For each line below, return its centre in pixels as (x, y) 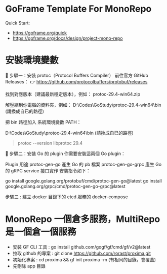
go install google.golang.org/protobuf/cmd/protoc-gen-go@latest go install (83, 180)
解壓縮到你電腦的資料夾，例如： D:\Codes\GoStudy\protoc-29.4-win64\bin (83, 105)
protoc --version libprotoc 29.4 (50, 143)
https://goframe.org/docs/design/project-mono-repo (68, 38)
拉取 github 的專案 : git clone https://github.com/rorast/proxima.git (81, 253)
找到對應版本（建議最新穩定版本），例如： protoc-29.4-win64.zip (73, 94)
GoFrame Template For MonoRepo (78, 9)
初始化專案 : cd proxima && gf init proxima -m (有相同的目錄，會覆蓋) (84, 259)
